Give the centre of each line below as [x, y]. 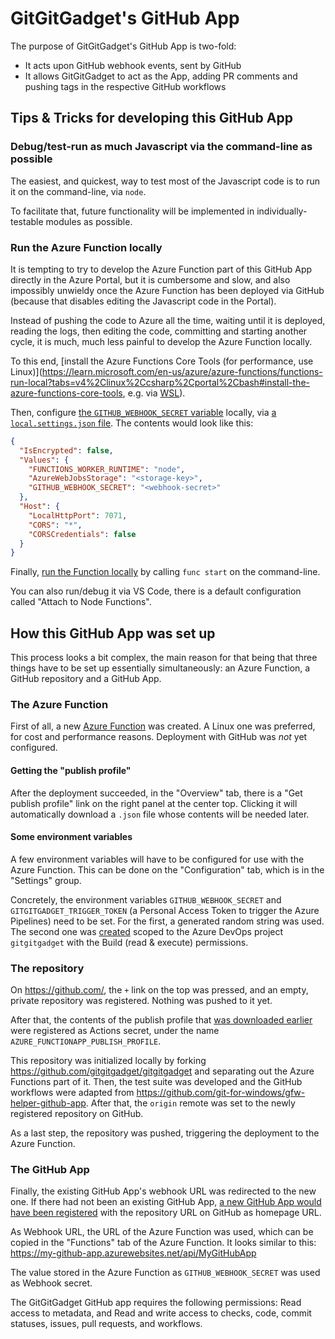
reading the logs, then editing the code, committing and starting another [159, 331]
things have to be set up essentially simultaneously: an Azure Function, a [160, 668]
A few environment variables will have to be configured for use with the [157, 859]
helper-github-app [48, 1103]
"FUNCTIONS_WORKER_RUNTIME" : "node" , [107, 469]
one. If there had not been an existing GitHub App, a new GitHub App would [166, 1202]
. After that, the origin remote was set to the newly [190, 1103]
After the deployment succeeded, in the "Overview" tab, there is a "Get [156, 793]
